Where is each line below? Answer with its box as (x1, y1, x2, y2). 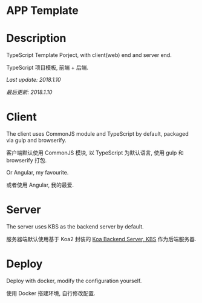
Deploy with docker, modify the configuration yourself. (6, 277, 142, 284)
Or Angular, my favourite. (6, 169, 69, 176)
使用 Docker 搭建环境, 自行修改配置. (6, 289, 96, 297)
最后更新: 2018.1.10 (6, 88, 53, 96)
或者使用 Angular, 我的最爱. (6, 181, 74, 188)
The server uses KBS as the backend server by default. (6, 223, 144, 230)
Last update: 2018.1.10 (6, 76, 62, 84)
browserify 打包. (6, 157, 47, 164)
